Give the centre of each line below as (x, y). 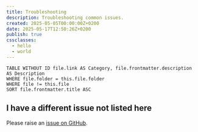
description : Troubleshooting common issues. (65, 18)
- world (22, 52)
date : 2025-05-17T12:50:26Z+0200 (49, 29)
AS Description (26, 74)
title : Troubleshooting (37, 12)
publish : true (24, 35)
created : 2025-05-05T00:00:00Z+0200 (53, 23)
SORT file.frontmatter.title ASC (49, 89)
